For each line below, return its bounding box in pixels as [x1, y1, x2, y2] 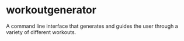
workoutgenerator [6, 3, 96, 17]
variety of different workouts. [6, 28, 77, 35]
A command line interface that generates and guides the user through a [6, 23, 178, 29]
